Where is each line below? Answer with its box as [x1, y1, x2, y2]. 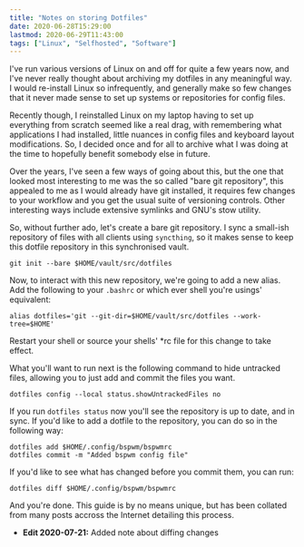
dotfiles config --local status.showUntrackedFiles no [9, 390, 221, 399]
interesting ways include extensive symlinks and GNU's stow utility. [9, 205, 261, 216]
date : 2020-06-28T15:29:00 [9, 22, 112, 31]
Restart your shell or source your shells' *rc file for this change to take [9, 336, 272, 347]
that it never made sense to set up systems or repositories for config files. [9, 93, 286, 103]
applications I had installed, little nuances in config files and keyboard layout [9, 129, 295, 141]
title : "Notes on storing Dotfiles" [9, 13, 148, 23]
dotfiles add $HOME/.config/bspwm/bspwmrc [9, 443, 172, 452]
